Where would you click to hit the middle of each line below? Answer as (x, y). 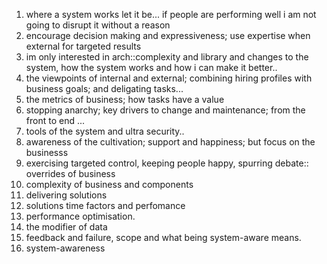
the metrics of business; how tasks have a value (125, 99)
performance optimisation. (80, 216)
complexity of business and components (109, 184)
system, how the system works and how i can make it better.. (151, 67)
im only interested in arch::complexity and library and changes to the (167, 57)
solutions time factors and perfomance (105, 205)
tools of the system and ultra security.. (105, 131)
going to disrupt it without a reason (98, 25)
